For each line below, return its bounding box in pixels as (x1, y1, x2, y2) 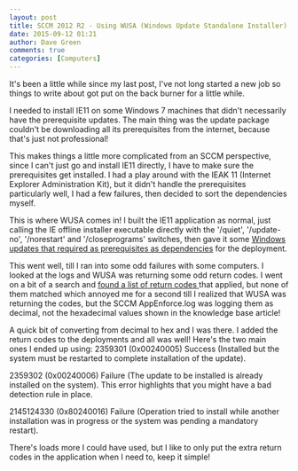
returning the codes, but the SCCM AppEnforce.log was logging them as (9, 298, 274, 309)
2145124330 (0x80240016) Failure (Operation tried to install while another (9, 406, 279, 417)
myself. (9, 198, 36, 208)
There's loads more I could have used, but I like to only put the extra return (9, 443, 282, 452)
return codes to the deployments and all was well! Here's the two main (9, 334, 267, 344)
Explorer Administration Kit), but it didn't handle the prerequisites (9, 179, 247, 189)
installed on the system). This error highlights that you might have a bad (9, 380, 272, 390)
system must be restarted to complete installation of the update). (9, 353, 247, 364)
